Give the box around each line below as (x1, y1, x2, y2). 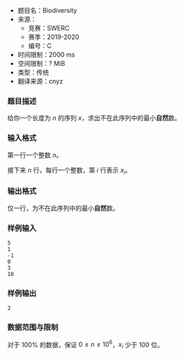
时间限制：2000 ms (17, 50, 76, 59)
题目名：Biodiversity (17, 6, 78, 14)
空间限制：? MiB (17, 59, 66, 67)
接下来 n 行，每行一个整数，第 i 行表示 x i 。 (7, 166, 132, 176)
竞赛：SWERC (28, 24, 70, 32)
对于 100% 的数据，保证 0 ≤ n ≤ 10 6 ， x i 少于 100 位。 (7, 339, 164, 350)
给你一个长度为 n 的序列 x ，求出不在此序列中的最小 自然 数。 (7, 114, 181, 122)
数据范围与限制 (7, 323, 59, 333)
